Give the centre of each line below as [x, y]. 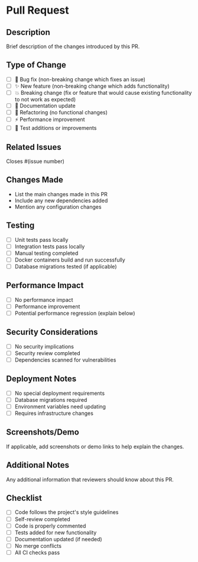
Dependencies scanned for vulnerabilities [65, 360]
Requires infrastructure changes [54, 413]
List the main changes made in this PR [61, 194]
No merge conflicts [38, 545]
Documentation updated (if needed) [58, 539]
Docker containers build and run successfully [70, 260]
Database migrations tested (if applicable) [66, 266]
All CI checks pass [37, 553]
